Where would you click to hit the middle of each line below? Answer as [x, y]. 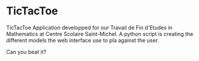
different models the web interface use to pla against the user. [83, 40]
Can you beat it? [26, 51]
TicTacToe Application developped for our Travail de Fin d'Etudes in [89, 28]
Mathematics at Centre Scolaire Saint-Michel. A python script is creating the [100, 33]
